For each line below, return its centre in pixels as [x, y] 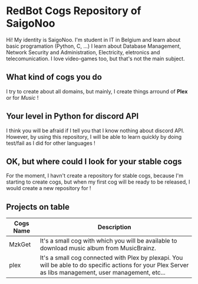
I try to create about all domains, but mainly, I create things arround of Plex [97, 91]
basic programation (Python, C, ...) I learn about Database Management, [94, 46]
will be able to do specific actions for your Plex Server [114, 265]
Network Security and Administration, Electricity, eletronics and [83, 52]
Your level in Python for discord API [72, 116]
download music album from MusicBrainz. [98, 248]
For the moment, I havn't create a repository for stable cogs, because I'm [95, 176]
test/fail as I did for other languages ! [51, 143]
